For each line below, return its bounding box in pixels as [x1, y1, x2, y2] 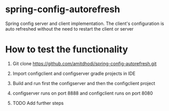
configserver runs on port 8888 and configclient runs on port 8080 [12, 90, 153, 96]
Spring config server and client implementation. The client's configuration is [5, 20, 164, 26]
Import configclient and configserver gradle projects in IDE [12, 70, 136, 76]
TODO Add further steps [12, 100, 64, 106]
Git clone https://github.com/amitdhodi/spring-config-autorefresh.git [12, 60, 157, 67]
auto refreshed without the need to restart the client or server [5, 25, 134, 32]
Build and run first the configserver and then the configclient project [12, 80, 155, 86]
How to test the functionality [5, 44, 128, 55]
